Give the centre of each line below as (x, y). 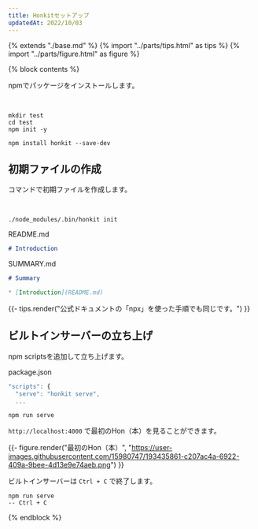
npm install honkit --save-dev (59, 143)
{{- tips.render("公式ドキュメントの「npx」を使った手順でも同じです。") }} (129, 308)
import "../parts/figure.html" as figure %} (74, 54)
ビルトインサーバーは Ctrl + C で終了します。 (83, 481)
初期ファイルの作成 (55, 169)
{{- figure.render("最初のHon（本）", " (70, 448)
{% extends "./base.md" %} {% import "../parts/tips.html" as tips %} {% (124, 45)
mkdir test (26, 115)
